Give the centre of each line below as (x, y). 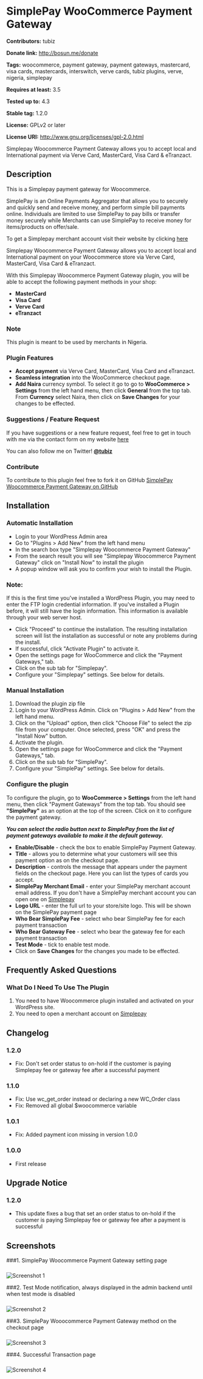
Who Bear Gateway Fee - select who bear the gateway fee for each (100, 931)
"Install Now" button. (41, 736)
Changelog (28, 1033)
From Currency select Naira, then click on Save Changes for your (98, 397)
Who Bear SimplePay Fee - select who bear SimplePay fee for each (100, 918)
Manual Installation (35, 690)
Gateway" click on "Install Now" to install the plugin (79, 562)
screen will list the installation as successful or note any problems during (106, 635)
